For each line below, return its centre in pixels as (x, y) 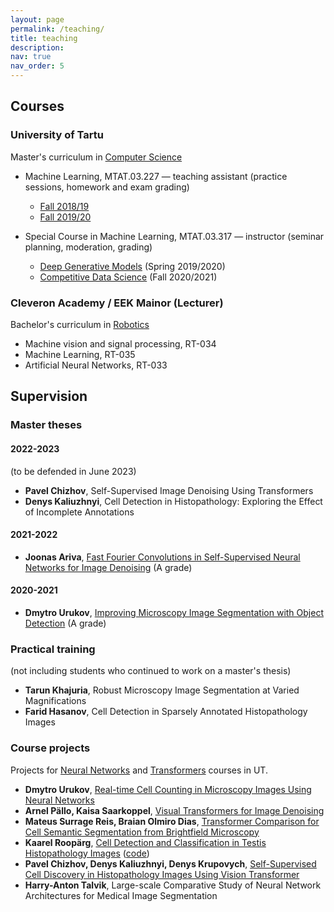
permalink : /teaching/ (57, 29)
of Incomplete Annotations (79, 512)
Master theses (46, 425)
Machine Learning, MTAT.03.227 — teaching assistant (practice (156, 176)
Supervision (49, 396)
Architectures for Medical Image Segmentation (121, 895)
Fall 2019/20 (65, 217)
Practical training (53, 649)
